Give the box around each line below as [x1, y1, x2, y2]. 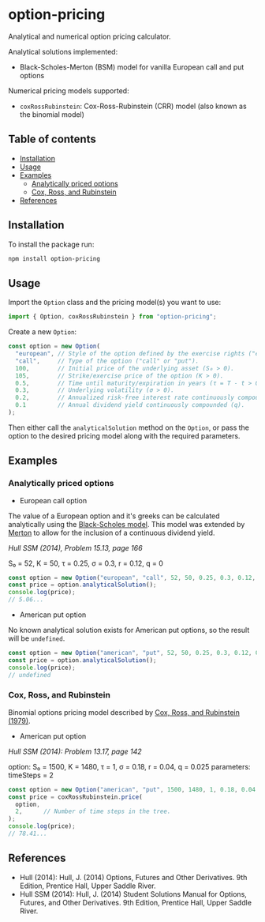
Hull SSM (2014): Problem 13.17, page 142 [8, 747, 142, 756]
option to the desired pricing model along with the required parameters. [8, 431, 241, 440]
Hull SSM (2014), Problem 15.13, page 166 [8, 543, 144, 552]
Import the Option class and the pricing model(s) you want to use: [8, 298, 222, 307]
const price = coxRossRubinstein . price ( [8, 792, 144, 801]
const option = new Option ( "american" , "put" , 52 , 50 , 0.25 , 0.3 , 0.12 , [8, 649, 252, 657]
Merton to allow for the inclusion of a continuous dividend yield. [8, 528, 215, 537]
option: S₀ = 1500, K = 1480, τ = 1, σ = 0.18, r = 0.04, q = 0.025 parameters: [8, 762, 251, 771]
